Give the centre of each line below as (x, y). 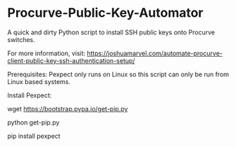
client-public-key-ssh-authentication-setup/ (71, 60)
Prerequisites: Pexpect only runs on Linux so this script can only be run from (118, 74)
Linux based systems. (39, 81)
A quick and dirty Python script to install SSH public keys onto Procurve (111, 32)
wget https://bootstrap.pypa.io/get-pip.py (68, 108)
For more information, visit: (46, 53)
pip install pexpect (34, 136)
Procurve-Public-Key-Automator (105, 13)
